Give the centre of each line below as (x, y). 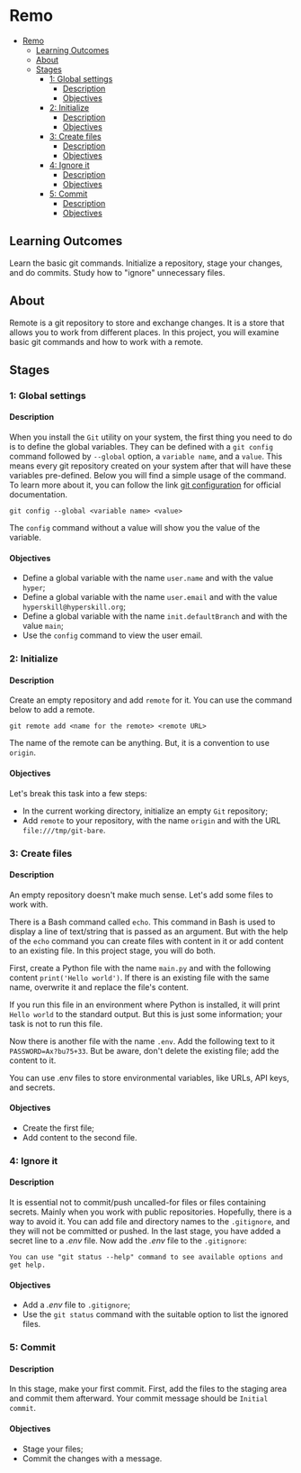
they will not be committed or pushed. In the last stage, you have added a (145, 1232)
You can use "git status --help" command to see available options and (146, 1258)
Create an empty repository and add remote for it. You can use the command (151, 700)
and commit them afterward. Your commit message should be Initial (139, 1398)
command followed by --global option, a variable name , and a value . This (146, 457)
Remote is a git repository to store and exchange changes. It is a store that (147, 323)
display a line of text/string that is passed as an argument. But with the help (149, 931)
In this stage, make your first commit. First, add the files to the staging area (148, 1389)
